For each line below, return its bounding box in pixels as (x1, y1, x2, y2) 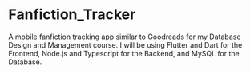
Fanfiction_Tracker (8, 6, 136, 24)
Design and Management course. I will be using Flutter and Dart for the (8, 40, 243, 49)
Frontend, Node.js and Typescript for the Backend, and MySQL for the (8, 48, 240, 58)
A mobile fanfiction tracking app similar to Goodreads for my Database (8, 32, 241, 41)
